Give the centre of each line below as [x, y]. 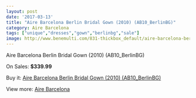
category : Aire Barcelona [37, 28]
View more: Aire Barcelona [38, 89]
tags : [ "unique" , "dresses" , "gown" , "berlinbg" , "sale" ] [73, 33]
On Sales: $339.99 [29, 66]
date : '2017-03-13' [30, 17]
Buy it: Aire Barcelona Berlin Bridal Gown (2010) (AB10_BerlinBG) [84, 78]
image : [14, 38]
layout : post [22, 11]
